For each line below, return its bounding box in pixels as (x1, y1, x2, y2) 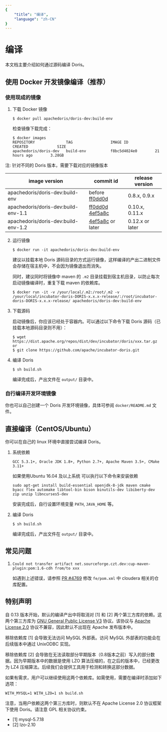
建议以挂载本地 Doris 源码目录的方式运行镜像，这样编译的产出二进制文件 (12, 256, 161, 262)
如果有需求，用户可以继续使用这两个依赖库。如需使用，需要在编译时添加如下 (5, 674, 162, 681)
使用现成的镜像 (5, 94, 41, 101)
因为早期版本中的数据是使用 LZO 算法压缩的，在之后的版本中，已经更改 (13, 658, 160, 664)
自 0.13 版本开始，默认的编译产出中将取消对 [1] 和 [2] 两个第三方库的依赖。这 (5, 611, 162, 617)
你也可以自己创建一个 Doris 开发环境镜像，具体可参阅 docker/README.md (5, 402, 152, 408)
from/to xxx (54, 565, 80, 571)
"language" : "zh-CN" (14, 16, 57, 21)
